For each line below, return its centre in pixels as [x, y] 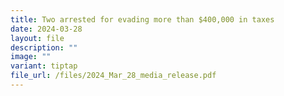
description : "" [44, 47]
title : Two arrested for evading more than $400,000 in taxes [142, 19]
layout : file [37, 38]
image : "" [31, 57]
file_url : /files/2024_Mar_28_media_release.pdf [113, 76]
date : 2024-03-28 [46, 29]
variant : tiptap [44, 66]
